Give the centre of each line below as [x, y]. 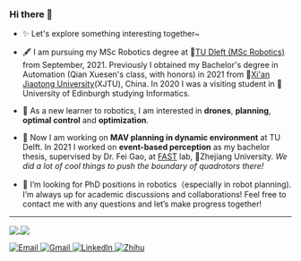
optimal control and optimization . [86, 121]
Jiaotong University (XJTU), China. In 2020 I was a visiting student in [148, 84]
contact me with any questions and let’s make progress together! [142, 204]
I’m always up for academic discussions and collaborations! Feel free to [154, 195]
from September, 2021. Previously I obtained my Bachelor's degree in [150, 65]
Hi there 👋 [31, 14]
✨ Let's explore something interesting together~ [111, 34]
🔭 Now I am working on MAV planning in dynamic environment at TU [151, 138]
